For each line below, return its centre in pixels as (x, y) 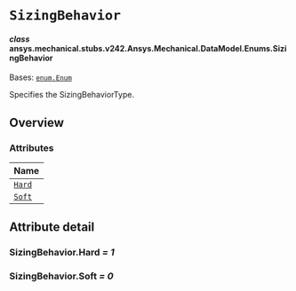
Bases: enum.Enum (41, 77)
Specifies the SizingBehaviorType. (72, 95)
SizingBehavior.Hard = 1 (62, 253)
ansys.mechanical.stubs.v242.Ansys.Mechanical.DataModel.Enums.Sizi (148, 48)
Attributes (32, 147)
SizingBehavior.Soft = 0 (61, 276)
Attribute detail (52, 228)
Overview (37, 122)
